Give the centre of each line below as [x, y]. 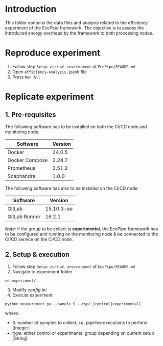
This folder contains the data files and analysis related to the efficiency [77, 23]
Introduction [31, 9]
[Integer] [21, 328]
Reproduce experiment [53, 53]
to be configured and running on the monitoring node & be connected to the [81, 234]
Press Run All [26, 77]
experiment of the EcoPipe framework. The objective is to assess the [75, 27]
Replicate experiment [49, 97]
